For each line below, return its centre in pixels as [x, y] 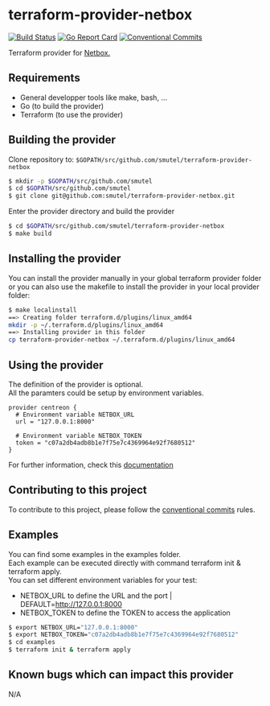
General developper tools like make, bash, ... [93, 97]
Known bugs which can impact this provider [121, 675]
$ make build [30, 234]
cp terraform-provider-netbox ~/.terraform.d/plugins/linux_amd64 [122, 340]
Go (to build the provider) [62, 105]
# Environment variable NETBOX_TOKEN [79, 436]
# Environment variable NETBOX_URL [75, 415]
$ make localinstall [43, 310]
